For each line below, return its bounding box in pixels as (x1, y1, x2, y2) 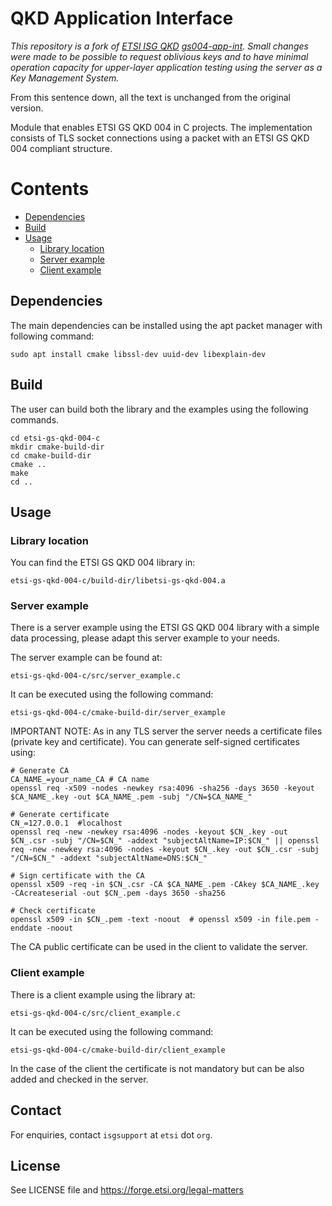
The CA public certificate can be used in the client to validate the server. (10, 941, 308, 953)
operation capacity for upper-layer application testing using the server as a (10, 61, 323, 73)
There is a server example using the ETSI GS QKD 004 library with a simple (10, 622, 320, 634)
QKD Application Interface (10, 7, 234, 30)
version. (10, 102, 44, 114)
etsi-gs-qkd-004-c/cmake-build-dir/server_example (10, 708, 226, 718)
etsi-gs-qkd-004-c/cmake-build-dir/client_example (10, 1045, 226, 1055)
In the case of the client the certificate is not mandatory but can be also (10, 1062, 305, 1074)
